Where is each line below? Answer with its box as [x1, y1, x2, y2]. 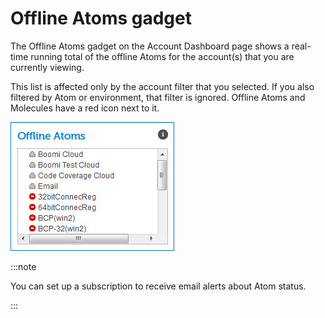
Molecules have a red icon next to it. [10, 102, 160, 114]
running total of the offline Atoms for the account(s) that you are [30, 50, 295, 62]
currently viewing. [10, 61, 85, 73]
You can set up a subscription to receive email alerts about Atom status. [10, 280, 307, 292]
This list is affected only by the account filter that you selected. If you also [10, 80, 315, 92]
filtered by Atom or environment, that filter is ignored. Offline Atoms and [10, 91, 306, 103]
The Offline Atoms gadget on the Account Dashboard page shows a [10, 40, 290, 52]
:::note [10, 260, 37, 272]
